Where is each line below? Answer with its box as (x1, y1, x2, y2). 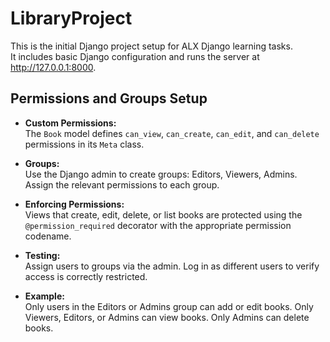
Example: (24, 290, 65, 302)
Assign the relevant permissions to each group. (24, 178, 220, 191)
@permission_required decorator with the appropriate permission (24, 219, 292, 231)
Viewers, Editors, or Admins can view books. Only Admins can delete (24, 311, 310, 323)
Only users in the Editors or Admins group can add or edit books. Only (24, 300, 314, 312)
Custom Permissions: (24, 117, 117, 129)
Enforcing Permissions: (24, 198, 125, 210)
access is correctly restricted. (24, 270, 148, 282)
